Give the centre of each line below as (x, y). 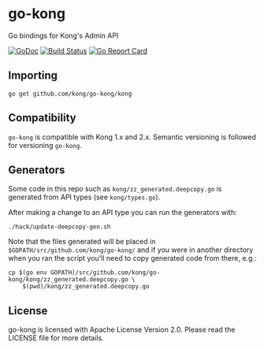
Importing (33, 76)
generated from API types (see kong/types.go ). (84, 197)
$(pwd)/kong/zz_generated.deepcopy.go (86, 287)
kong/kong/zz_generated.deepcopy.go (68, 280)
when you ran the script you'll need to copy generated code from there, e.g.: (132, 258)
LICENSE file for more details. (56, 338)
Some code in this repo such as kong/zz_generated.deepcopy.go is (115, 189)
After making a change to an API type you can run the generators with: (123, 213)
